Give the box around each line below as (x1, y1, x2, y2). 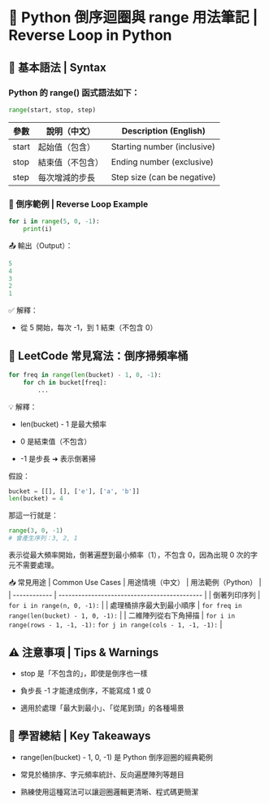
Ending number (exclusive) (111, 156, 214, 168)
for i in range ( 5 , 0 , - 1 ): (8, 217, 100, 225)
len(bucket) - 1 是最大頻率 (20, 419, 107, 429)
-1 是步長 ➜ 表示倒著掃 (20, 453, 96, 463)
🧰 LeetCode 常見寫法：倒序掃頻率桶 (8, 348, 189, 363)
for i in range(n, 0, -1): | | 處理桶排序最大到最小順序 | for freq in (8, 601, 242, 610)
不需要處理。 (15, 560, 59, 570)
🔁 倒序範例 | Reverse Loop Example (8, 198, 149, 209)
